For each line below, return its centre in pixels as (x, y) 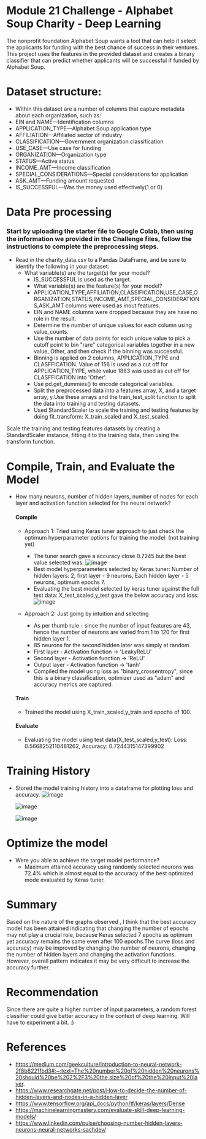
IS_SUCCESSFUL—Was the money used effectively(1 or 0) (89, 187)
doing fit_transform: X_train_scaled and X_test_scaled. (102, 417)
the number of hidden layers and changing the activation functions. (91, 954)
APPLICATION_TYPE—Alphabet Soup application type (83, 128)
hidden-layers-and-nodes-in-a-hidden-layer (71, 1097)
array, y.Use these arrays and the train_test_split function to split (115, 397)
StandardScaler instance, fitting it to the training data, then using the (93, 435)
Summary (32, 904)
